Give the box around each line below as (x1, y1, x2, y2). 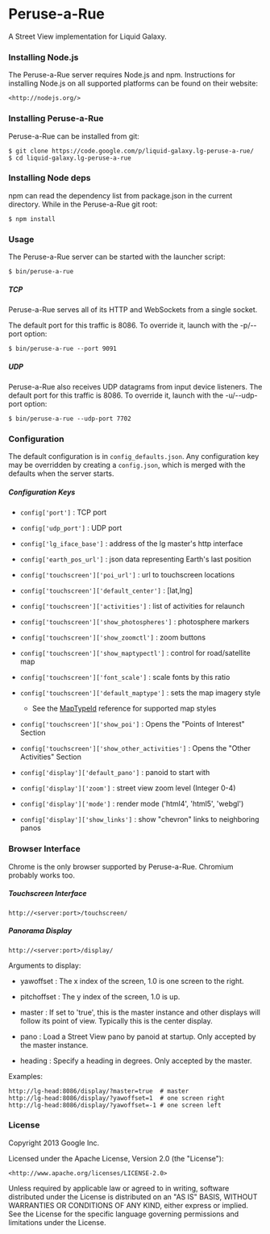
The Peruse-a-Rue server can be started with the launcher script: (8, 252, 226, 262)
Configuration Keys (8, 487, 76, 497)
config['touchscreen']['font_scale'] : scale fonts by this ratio (19, 673, 231, 682)
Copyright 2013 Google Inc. (8, 1138, 99, 1148)
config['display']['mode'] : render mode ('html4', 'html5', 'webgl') (19, 799, 244, 809)
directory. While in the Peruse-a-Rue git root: (8, 199, 158, 209)
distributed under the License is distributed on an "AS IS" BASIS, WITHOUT (8, 1191, 258, 1202)
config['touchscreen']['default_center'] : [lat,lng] (19, 586, 193, 595)
